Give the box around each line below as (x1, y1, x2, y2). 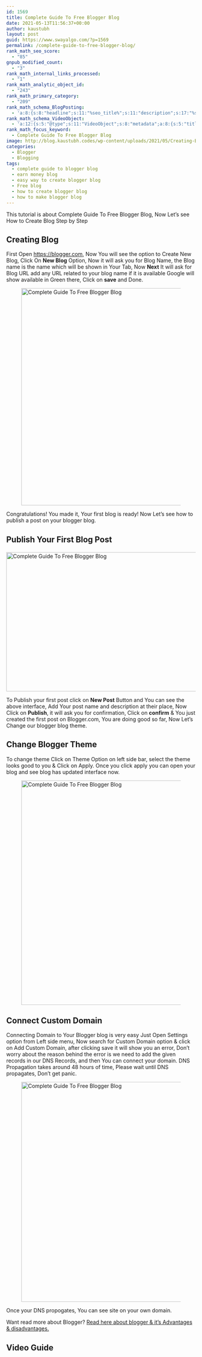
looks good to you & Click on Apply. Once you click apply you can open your (6, 762, 195, 769)
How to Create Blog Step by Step (6, 217, 88, 224)
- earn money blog (11, 171, 58, 178)
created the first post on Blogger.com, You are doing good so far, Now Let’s (6, 715, 194, 723)
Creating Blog (6, 234, 59, 244)
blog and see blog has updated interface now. (6, 768, 120, 776)
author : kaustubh (6, 25, 50, 32)
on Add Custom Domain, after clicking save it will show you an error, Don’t (6, 1044, 190, 1052)
